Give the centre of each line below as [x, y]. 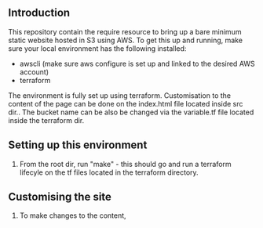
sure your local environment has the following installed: [97, 48]
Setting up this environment [78, 145]
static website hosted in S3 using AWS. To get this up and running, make [126, 40]
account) [34, 72]
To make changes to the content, [73, 215]
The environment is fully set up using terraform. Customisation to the [120, 95]
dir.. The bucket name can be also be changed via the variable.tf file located [131, 112]
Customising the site [60, 197]
